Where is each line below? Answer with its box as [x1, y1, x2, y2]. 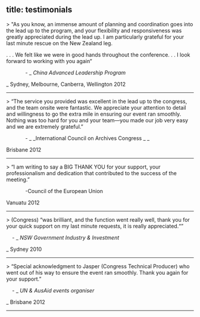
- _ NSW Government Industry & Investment [11, 234, 120, 241]
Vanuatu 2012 [6, 199, 40, 206]
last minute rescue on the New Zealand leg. [6, 39, 113, 46]
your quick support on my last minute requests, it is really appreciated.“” [6, 222, 183, 229]
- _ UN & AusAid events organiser [11, 287, 95, 294]
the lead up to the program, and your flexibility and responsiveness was [6, 27, 182, 34]
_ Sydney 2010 [6, 245, 42, 253]
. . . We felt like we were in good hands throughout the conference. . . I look [6, 51, 190, 58]
